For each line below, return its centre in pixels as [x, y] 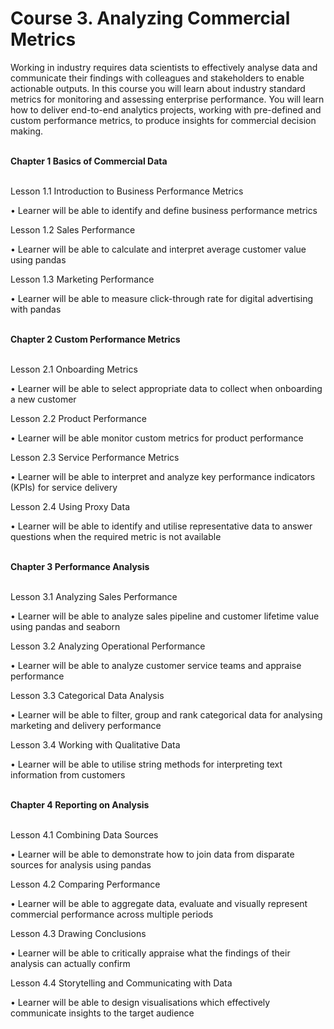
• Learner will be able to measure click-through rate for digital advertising [162, 298]
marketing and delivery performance [86, 725]
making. [27, 131]
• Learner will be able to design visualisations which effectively [140, 1002]
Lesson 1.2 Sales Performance [73, 229]
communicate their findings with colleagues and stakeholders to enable [157, 78]
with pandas [36, 309]
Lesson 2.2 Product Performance [78, 418]
